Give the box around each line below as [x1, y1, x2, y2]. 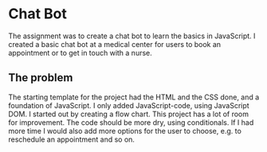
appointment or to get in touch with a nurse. [8, 48, 153, 57]
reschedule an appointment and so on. [8, 134, 135, 144]
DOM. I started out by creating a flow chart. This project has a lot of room [8, 109, 249, 119]
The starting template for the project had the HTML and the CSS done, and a [8, 92, 260, 102]
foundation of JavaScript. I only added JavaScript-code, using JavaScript [8, 100, 249, 110]
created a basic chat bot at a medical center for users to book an [8, 39, 222, 49]
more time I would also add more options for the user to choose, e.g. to [8, 126, 241, 135]
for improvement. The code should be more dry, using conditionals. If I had [8, 117, 254, 127]
